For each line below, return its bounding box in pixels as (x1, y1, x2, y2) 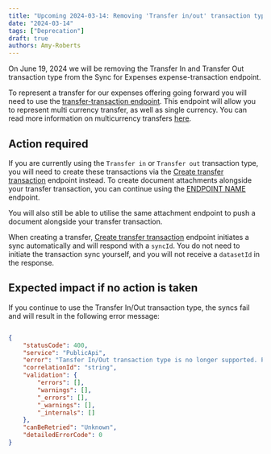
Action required (8, 137, 89, 151)
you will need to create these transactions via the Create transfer (8, 167, 224, 176)
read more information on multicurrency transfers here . (8, 113, 192, 123)
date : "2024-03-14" (8, 19, 74, 27)
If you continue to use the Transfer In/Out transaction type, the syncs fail (8, 303, 250, 312)
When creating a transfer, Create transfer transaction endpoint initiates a (8, 232, 250, 241)
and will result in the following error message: (8, 311, 160, 320)
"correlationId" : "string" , (23, 364, 117, 372)
